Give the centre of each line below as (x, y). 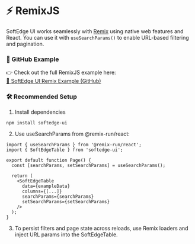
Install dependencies (40, 112)
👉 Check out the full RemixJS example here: (61, 73)
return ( (22, 176)
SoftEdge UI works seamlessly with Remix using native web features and (95, 31)
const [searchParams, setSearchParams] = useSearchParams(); (89, 166)
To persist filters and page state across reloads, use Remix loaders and (101, 229)
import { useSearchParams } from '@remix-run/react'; (74, 145)
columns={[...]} (42, 192)
